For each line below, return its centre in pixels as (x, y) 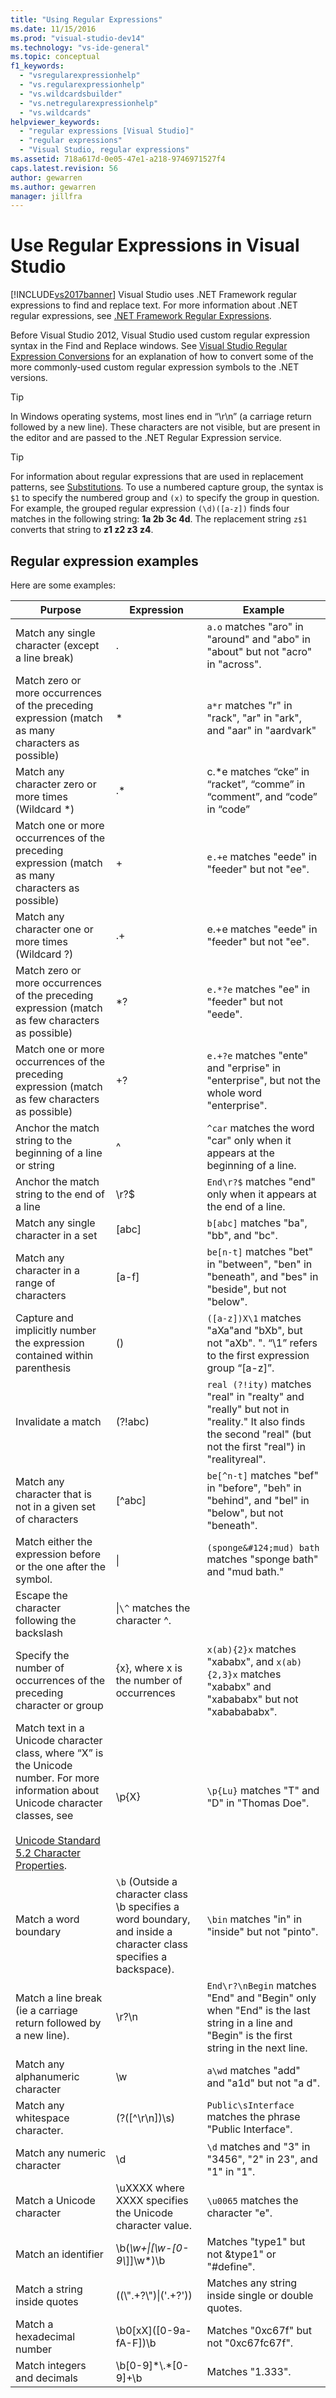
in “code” (228, 809)
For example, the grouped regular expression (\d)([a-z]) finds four (150, 508)
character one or (54, 929)
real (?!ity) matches (259, 1384)
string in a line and (249, 2023)
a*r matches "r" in (249, 705)
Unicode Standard (58, 1840)
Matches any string (252, 2283)
